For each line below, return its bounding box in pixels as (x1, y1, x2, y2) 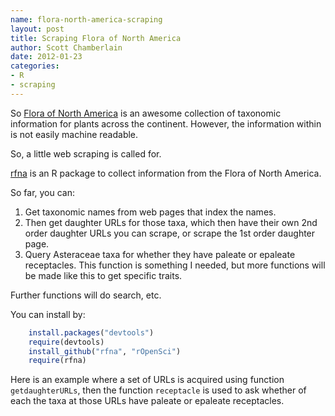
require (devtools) (28, 337, 105, 347)
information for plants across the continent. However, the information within (10, 117, 322, 130)
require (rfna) (28, 356, 87, 366)
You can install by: (10, 308, 86, 320)
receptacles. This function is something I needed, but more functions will (24, 259, 326, 271)
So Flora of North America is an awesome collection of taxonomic (10, 107, 282, 119)
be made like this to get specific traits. (24, 269, 183, 281)
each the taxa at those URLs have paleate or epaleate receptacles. (10, 395, 285, 407)
